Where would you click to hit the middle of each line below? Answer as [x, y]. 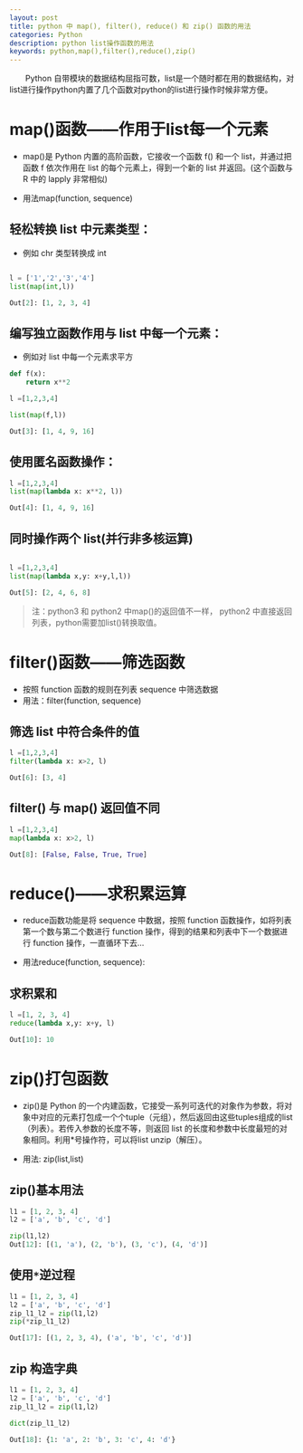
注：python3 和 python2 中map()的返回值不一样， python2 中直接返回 [161, 611]
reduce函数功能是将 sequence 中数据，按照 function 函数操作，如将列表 [157, 921]
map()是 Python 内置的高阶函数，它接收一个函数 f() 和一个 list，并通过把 [157, 157]
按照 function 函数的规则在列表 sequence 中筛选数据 [120, 689]
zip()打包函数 [59, 1079]
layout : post [34, 18]
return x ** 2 [48, 382]
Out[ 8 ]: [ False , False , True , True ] [78, 855]
